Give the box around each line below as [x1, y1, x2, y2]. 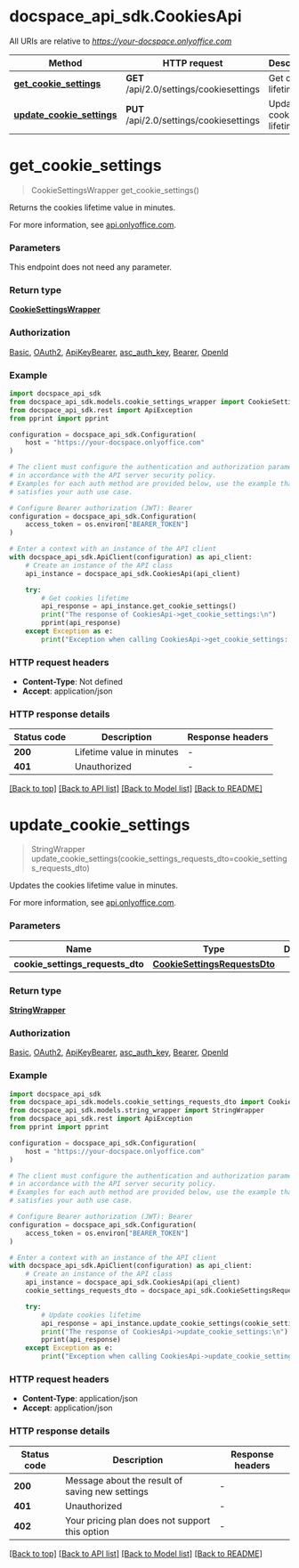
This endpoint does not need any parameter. [9, 262, 172, 272]
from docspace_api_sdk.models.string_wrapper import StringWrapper [9, 1106, 265, 1115]
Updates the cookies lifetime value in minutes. [9, 880, 178, 891]
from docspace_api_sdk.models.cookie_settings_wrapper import [9, 397, 245, 406]
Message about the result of [65, 1474, 183, 1486]
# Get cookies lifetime [41, 594, 129, 603]
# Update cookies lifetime [41, 1311, 141, 1320]
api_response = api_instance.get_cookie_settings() [41, 602, 238, 611]
